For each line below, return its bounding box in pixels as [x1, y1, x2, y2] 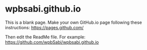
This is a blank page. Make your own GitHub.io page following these [5, 19, 142, 25]
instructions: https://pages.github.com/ [5, 24, 84, 30]
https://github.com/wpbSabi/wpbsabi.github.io [5, 39, 99, 45]
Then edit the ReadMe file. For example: [5, 34, 85, 40]
